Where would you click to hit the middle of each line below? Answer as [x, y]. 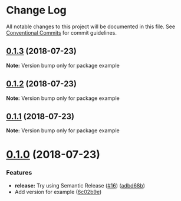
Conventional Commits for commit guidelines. [61, 32]
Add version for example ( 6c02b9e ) [58, 192]
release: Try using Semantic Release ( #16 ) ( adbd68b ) [80, 185]
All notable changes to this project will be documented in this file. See [91, 26]
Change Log [36, 10]
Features [19, 173]
